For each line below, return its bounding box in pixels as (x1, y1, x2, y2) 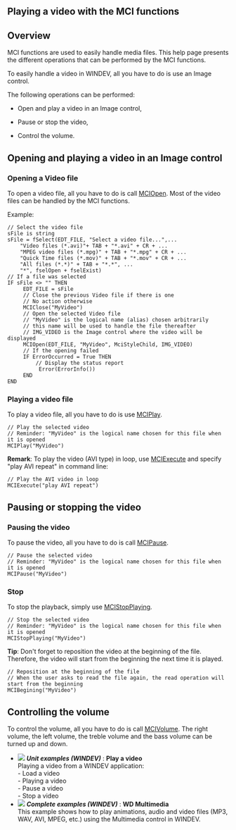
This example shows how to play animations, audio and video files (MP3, (17, 807, 228, 816)
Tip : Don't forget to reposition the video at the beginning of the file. (7, 648, 202, 656)
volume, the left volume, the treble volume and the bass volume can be (7, 732, 213, 741)
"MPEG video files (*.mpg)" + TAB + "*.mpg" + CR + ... (20, 248, 188, 256)
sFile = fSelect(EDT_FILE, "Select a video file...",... (7, 236, 178, 243)
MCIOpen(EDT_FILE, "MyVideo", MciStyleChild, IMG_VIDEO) (22, 341, 193, 348)
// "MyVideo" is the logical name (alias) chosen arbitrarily (22, 316, 209, 323)
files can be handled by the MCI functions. (7, 197, 130, 205)
